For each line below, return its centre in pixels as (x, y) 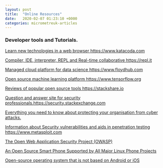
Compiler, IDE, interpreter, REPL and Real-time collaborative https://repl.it (79, 60)
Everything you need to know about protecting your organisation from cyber (81, 112)
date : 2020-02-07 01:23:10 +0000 (41, 18)
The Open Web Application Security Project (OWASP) (59, 141)
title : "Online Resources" (34, 14)
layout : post (18, 9)
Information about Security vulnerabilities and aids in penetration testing (78, 127)
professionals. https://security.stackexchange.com (55, 103)
